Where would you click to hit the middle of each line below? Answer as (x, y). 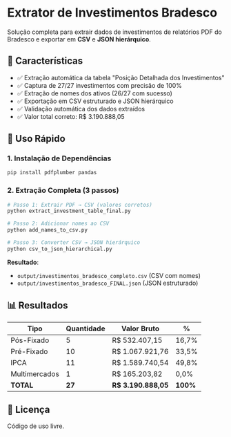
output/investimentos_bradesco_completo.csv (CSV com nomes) (109, 275)
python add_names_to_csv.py (48, 230)
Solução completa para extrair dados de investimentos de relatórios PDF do (114, 32)
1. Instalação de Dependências (59, 158)
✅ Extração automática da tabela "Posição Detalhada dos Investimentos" (121, 77)
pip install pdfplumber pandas (52, 173)
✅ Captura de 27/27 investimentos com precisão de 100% (100, 85)
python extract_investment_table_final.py (69, 211)
